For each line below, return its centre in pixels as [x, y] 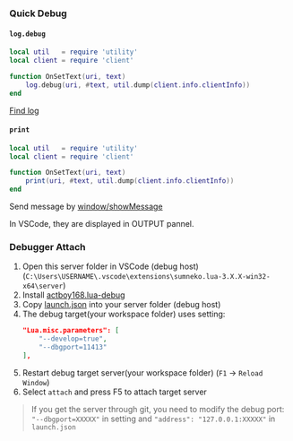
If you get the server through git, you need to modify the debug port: [158, 409]
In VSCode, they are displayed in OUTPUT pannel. [102, 224]
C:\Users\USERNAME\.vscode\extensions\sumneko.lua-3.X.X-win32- [148, 277]
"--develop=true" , [73, 339]
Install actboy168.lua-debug [73, 295]
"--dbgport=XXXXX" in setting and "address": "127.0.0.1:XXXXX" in [153, 419]
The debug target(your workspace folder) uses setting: [124, 314]
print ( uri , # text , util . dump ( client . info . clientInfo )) [130, 181]
